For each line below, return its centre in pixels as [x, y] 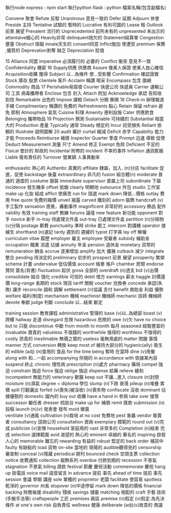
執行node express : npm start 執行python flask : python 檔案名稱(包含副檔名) [86, 7]
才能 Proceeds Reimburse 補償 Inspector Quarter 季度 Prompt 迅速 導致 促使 [85, 138]
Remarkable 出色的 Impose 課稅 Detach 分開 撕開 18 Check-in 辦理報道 [90, 99]
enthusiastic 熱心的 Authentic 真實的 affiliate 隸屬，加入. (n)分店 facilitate [82, 168]
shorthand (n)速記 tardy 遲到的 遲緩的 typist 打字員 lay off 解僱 [81, 232]
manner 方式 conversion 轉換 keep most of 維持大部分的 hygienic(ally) [79, 345]
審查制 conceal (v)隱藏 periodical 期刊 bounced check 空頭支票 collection [82, 454]
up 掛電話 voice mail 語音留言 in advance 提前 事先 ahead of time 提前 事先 [84, 473]
